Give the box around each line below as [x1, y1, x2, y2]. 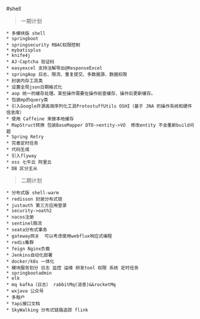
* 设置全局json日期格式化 [6, 84, 63, 90]
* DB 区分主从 [6, 165, 38, 171]
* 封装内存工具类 [6, 78, 43, 84]
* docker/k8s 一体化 [6, 259, 55, 265]
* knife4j [6, 53, 31, 59]
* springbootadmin [6, 270, 52, 276]
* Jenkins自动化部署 [6, 252, 53, 258]
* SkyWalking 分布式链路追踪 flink [6, 307, 88, 313]
